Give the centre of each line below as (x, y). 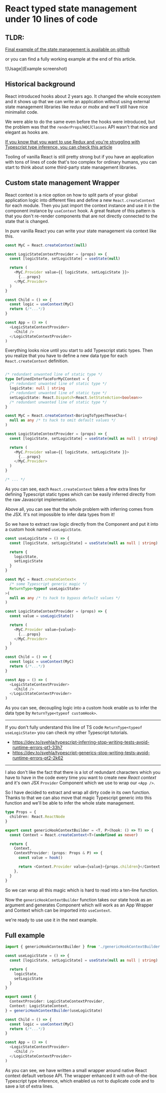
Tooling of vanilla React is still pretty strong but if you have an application (80, 156)
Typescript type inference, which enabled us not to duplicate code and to (80, 1081)
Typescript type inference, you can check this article (59, 147)
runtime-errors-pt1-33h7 (37, 748)
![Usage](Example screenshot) (36, 68)
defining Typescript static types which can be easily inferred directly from (80, 494)
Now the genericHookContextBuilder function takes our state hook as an (78, 899)
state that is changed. (27, 221)
